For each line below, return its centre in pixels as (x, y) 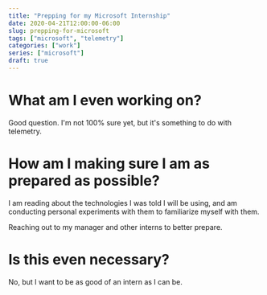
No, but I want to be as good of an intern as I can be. (96, 281)
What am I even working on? (105, 100)
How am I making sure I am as (109, 164)
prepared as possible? (84, 181)
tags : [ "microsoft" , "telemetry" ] (66, 38)
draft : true (28, 61)
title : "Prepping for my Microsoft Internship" (90, 16)
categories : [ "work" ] (45, 46)
